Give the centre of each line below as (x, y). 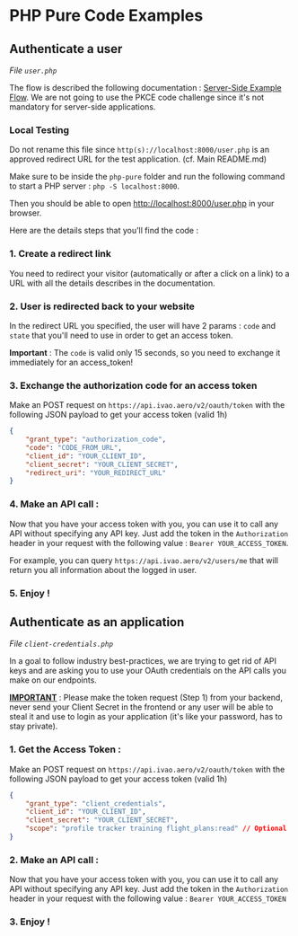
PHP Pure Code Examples (106, 16)
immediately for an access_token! (71, 362)
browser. (26, 213)
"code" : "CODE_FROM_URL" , (74, 447)
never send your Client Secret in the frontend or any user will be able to (141, 707)
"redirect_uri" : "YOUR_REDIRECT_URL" (96, 472)
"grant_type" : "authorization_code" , (96, 440)
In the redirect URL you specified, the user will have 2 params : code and (143, 325)
